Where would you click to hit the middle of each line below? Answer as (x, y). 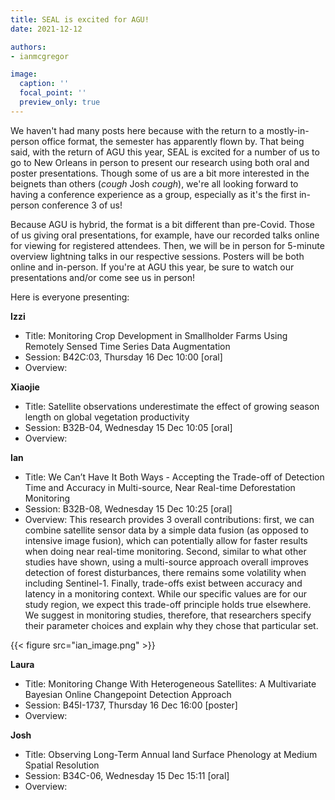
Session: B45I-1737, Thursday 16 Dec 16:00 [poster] (131, 705)
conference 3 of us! (82, 205)
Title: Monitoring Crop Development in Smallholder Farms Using (156, 335)
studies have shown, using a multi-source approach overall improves (166, 562)
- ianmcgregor (40, 56)
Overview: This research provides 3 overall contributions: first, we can (169, 519)
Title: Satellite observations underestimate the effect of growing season (172, 406)
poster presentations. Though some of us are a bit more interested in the (160, 173)
